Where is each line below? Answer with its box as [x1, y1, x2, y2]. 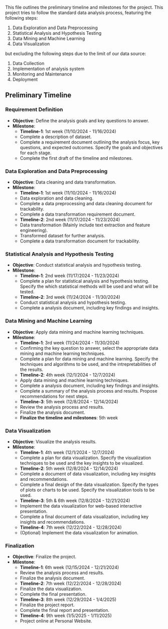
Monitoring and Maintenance [12, 71, 72, 77]
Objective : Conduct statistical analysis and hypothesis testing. [12, 262, 142, 268]
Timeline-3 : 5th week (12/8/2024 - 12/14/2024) [20, 398, 119, 405]
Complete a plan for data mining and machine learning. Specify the [20, 355, 158, 362]
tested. [20, 289, 35, 295]
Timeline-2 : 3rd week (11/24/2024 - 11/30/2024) [20, 294, 120, 300]
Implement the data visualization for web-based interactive [20, 502, 142, 509]
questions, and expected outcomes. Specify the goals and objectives [20, 144, 163, 150]
